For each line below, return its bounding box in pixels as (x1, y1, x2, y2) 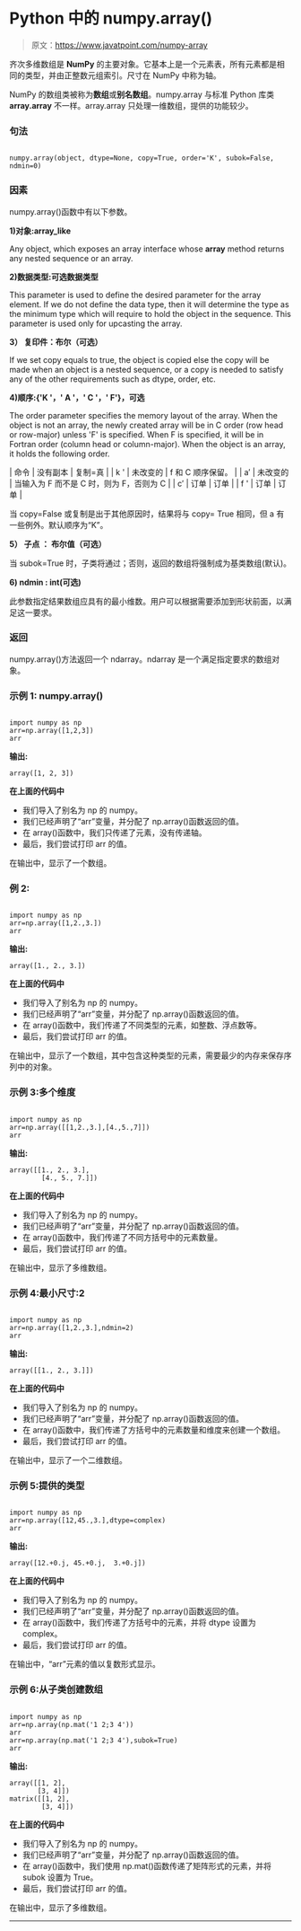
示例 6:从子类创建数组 (9, 1683, 104, 1696)
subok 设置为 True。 (21, 1872, 99, 1883)
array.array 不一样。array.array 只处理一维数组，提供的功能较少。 (9, 100, 254, 110)
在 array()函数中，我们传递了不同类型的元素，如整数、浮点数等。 (21, 1020, 262, 1031)
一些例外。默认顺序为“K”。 (9, 519, 108, 530)
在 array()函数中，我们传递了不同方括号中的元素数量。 (21, 1231, 223, 1242)
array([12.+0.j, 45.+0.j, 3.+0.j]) (9, 1559, 146, 1568)
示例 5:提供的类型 (9, 1479, 85, 1492)
